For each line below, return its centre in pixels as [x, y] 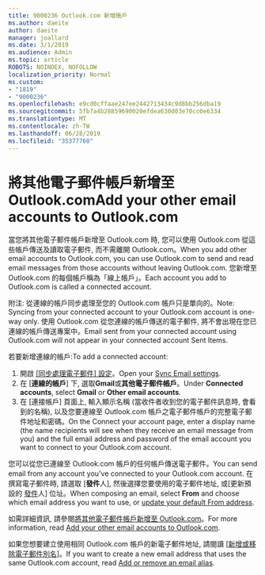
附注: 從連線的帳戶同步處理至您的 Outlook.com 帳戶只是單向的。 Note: [121, 303]
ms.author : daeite [38, 23]
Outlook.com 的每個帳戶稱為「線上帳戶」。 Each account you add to [117, 278]
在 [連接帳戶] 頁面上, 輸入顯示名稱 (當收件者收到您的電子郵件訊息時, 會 [134, 402]
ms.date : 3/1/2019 [38, 45]
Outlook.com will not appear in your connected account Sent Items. [118, 340]
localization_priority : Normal [60, 75]
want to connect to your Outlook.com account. [96, 447]
